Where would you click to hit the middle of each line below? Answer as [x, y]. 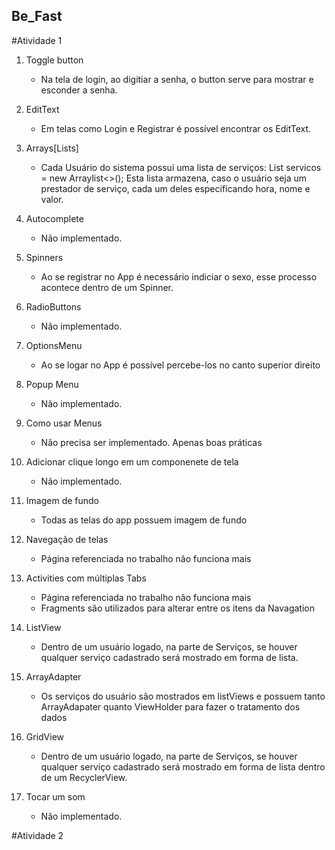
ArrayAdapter [53, 676]
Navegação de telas [67, 539]
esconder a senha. [79, 90]
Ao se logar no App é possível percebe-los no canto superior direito [180, 365]
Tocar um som [55, 796]
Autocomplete [54, 218]
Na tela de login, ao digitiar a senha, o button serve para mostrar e [177, 79]
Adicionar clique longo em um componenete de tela [132, 461]
